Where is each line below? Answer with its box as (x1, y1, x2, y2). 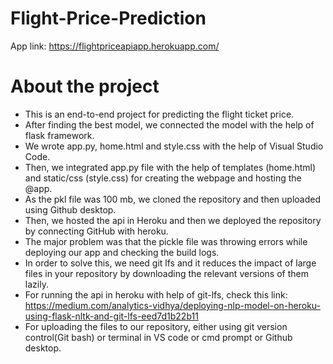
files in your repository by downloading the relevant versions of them (24, 267, 309, 279)
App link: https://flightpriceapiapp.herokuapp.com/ (10, 40, 220, 52)
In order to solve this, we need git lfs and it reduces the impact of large (24, 257, 317, 269)
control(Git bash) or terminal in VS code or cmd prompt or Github (24, 331, 293, 343)
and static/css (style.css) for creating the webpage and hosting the (24, 172, 302, 184)
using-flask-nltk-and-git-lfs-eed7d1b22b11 (24, 310, 199, 322)
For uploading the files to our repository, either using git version (24, 320, 288, 332)
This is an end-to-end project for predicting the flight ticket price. (24, 108, 295, 120)
